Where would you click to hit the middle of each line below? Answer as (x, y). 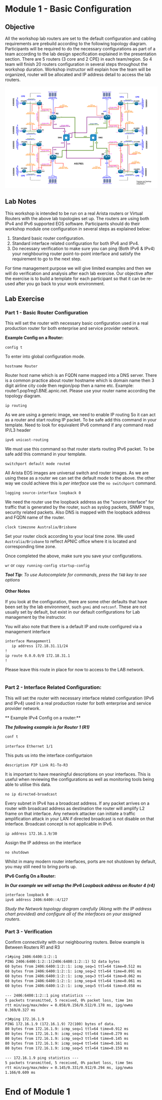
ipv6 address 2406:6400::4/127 (37, 900)
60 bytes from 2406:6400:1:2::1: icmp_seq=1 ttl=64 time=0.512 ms (73, 966)
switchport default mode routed (37, 464)
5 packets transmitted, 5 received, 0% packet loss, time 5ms (69, 1063)
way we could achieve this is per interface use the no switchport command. (81, 483)
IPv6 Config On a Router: (30, 876)
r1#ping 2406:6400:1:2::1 (31, 956)
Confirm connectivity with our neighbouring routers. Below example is (75, 942)
